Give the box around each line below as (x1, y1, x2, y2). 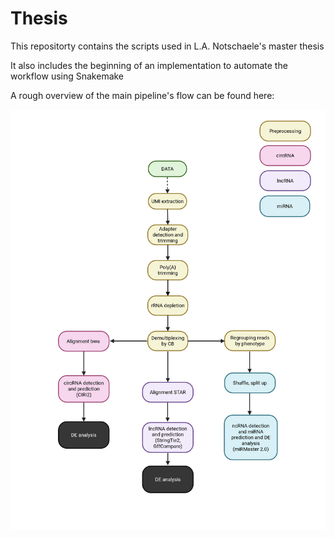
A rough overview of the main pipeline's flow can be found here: (10, 89, 275, 101)
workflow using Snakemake (10, 70, 125, 82)
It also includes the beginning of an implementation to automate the (10, 59, 288, 71)
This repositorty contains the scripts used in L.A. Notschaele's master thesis (10, 40, 325, 52)
